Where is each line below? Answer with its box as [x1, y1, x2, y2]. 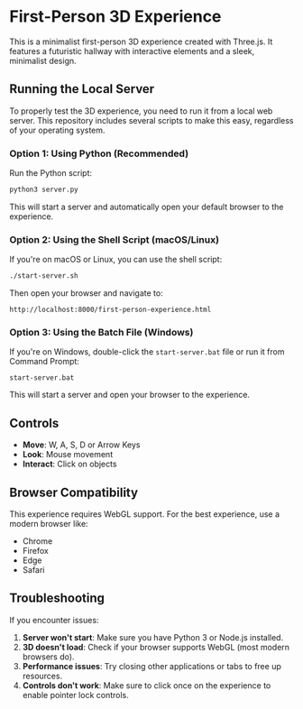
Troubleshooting [9, 591, 106, 606]
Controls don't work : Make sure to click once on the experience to [22, 679, 271, 691]
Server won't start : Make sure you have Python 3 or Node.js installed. [22, 631, 284, 642]
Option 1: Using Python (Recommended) [9, 147, 189, 160]
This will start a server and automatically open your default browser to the [9, 201, 284, 212]
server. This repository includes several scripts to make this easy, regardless [9, 115, 294, 125]
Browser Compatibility [9, 484, 138, 500]
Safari [22, 565, 45, 575]
